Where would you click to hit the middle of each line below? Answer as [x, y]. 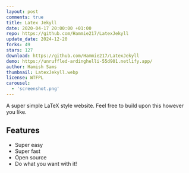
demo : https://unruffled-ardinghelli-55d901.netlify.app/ [79, 61]
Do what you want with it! [46, 164]
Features [23, 131]
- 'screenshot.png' [36, 89]
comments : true [25, 17]
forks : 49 [18, 45]
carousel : [18, 84]
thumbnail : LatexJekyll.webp [42, 72]
